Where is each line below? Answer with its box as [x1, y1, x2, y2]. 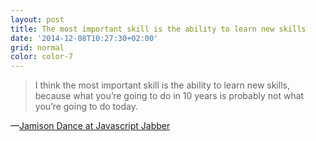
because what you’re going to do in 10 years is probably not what [34, 90, 305, 102]
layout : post [10, 14, 65, 25]
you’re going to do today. [34, 101, 138, 113]
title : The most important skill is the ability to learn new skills [10, 24, 307, 34]
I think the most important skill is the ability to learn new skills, [34, 79, 290, 91]
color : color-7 [10, 52, 74, 62]
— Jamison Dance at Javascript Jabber [10, 120, 171, 132]
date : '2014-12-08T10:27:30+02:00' [10, 33, 159, 43]
